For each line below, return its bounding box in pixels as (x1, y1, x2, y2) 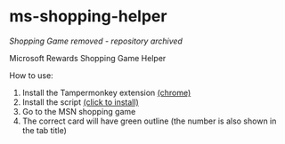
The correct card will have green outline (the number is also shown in (21, 116, 277, 126)
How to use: (9, 69, 53, 81)
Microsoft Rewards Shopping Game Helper (9, 52, 167, 63)
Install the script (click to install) (21, 96, 140, 108)
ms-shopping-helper (9, 6, 167, 27)
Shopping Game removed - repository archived (9, 36, 183, 46)
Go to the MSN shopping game (21, 106, 136, 116)
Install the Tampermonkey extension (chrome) (21, 87, 191, 98)
